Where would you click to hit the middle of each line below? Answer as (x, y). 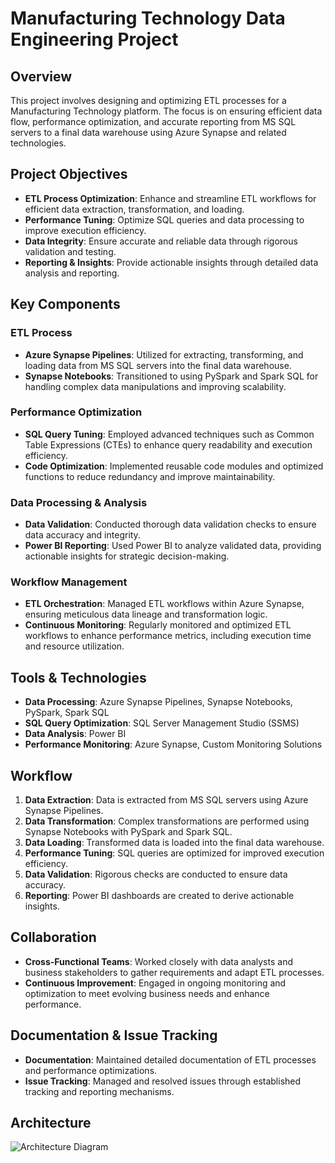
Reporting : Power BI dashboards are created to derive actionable (159, 896)
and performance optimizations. (91, 1070)
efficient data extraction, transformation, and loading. (134, 209)
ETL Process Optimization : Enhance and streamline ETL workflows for (170, 198)
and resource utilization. (74, 646)
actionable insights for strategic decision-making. (127, 556)
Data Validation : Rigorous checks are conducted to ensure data (156, 874)
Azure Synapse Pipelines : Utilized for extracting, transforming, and (164, 354)
